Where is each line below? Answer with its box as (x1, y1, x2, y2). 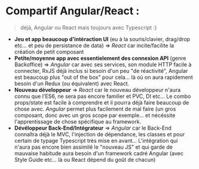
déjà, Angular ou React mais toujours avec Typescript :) (20, 24, 157, 31)
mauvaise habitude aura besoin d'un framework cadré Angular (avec (14, 149, 183, 156)
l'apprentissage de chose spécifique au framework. (14, 118, 142, 125)
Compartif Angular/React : (5, 4, 140, 18)
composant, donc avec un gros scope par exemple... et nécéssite (14, 112, 176, 119)
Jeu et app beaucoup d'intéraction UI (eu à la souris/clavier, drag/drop (14, 35, 191, 42)
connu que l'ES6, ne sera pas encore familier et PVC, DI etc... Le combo (14, 93, 191, 100)
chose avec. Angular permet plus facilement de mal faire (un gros (14, 105, 176, 112)
